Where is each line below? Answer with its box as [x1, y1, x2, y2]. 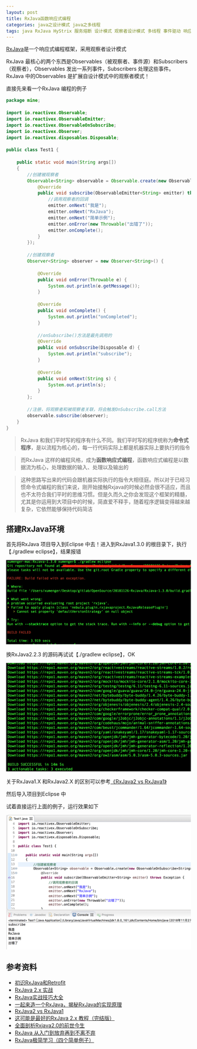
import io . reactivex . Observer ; [6, 128, 83, 134]
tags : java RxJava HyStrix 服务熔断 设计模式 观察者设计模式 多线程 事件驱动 [6, 28, 181, 34]
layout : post [6, 9, 38, 15]
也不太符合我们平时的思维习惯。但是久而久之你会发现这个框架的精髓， [20, 491, 191, 498]
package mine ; [6, 97, 41, 104]
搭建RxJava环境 [6, 524, 64, 534]
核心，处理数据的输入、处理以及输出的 [36, 464, 129, 471]
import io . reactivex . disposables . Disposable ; [6, 135, 119, 141]
